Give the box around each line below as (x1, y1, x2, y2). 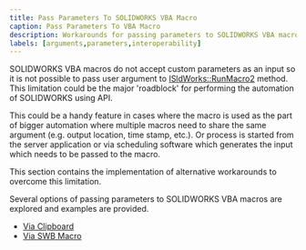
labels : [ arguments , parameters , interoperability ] (9, 38, 202, 48)
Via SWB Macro (22, 231, 82, 242)
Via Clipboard (22, 221, 75, 232)
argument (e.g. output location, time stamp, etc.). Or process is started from (9, 129, 294, 141)
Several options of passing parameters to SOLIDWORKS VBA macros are (9, 194, 282, 205)
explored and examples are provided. (9, 204, 149, 215)
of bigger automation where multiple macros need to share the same (9, 120, 267, 131)
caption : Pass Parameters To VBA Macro (9, 22, 161, 31)
